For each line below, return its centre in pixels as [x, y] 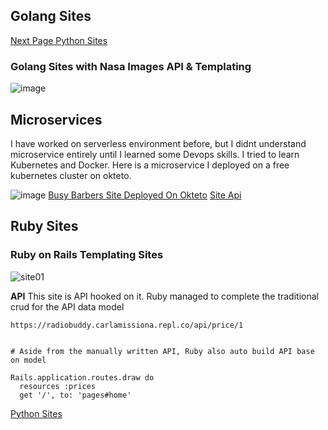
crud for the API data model [67, 306]
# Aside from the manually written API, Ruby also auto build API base [162, 351]
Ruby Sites [44, 226]
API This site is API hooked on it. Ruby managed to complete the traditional [164, 296]
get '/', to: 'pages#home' [75, 395]
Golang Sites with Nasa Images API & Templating [131, 66]
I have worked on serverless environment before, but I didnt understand [158, 143]
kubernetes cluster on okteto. [71, 175]
